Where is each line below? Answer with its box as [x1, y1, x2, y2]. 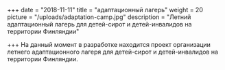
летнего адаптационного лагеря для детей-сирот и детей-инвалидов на [7, 48, 218, 56]
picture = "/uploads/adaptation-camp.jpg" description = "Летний [7, 13, 191, 21]
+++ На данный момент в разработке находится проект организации [7, 41, 211, 48]
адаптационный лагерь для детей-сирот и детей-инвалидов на [7, 20, 192, 28]
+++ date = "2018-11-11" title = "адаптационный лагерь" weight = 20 [7, 6, 204, 14]
